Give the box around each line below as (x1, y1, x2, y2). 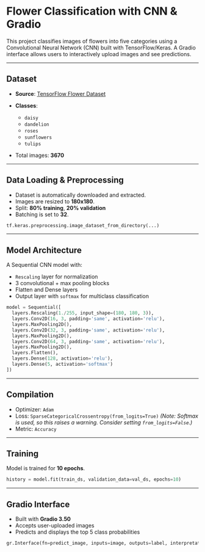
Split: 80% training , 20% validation (15, 204, 106, 211)
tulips (24, 140, 41, 147)
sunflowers (24, 134, 52, 140)
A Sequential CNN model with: (6, 261, 82, 269)
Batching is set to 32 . (15, 211, 69, 218)
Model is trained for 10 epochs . (6, 465, 85, 472)
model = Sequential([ (6, 304, 62, 311)
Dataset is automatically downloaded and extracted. (15, 191, 146, 198)
